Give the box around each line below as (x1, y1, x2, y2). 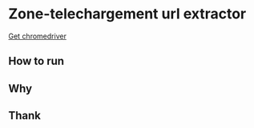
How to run (8, 54, 65, 68)
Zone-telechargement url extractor (8, 5, 247, 23)
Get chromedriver (8, 31, 67, 41)
